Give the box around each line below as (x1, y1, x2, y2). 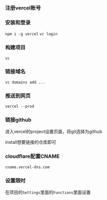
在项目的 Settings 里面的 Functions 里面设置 (5, 190, 91, 195)
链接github (5, 116, 32, 123)
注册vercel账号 (5, 4, 41, 11)
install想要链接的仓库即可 (5, 139, 56, 145)
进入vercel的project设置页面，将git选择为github (5, 129, 103, 135)
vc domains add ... (5, 80, 46, 85)
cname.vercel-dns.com (5, 165, 50, 170)
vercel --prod (5, 104, 35, 109)
